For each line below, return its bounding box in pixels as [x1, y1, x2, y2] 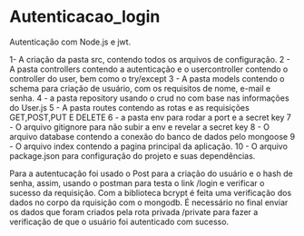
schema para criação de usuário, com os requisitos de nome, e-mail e [9, 83, 271, 93]
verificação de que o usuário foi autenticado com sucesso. [9, 216, 230, 227]
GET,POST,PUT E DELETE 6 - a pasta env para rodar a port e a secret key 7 [9, 112, 292, 123]
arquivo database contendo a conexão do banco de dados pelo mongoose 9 [9, 131, 296, 142]
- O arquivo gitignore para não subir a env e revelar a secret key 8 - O [9, 121, 270, 133]
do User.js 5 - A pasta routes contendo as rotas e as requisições [9, 102, 250, 113]
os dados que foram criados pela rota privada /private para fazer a [9, 206, 259, 217]
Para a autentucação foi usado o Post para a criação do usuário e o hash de [9, 168, 293, 179]
